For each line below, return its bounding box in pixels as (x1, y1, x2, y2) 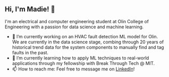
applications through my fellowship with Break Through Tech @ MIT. (12, 60, 155, 66)
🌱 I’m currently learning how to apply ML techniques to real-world (12, 55, 149, 61)
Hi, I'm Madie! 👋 (5, 5, 55, 14)
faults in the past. (12, 49, 49, 55)
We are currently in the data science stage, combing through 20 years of (12, 39, 164, 45)
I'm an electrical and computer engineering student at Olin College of (5, 18, 149, 24)
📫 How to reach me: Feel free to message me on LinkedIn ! (12, 66, 135, 72)
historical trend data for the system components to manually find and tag (12, 44, 164, 50)
